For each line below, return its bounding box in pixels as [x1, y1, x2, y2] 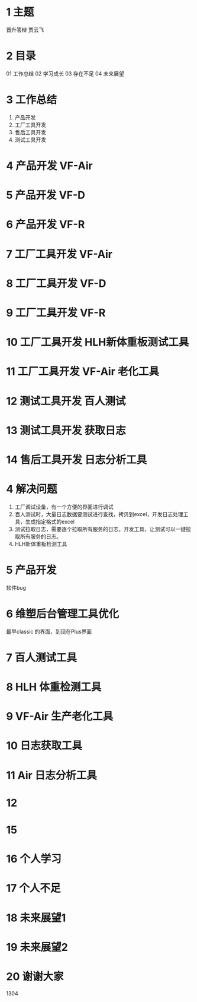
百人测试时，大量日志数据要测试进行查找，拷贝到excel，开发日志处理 [14, 510, 183, 517]
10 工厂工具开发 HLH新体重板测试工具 [6, 336, 189, 349]
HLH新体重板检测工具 [14, 540, 67, 547]
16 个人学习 [6, 852, 62, 866]
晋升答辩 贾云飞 [6, 26, 44, 33]
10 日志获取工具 [6, 739, 83, 753]
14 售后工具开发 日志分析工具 [6, 453, 147, 466]
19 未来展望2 [6, 940, 68, 954]
